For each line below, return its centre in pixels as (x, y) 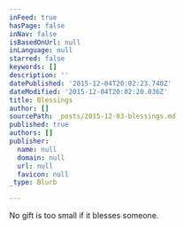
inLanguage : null (41, 51)
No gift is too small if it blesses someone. (84, 216)
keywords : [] (33, 67)
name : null (37, 149)
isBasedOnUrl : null (45, 42)
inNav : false (33, 34)
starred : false (37, 59)
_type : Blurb (33, 183)
